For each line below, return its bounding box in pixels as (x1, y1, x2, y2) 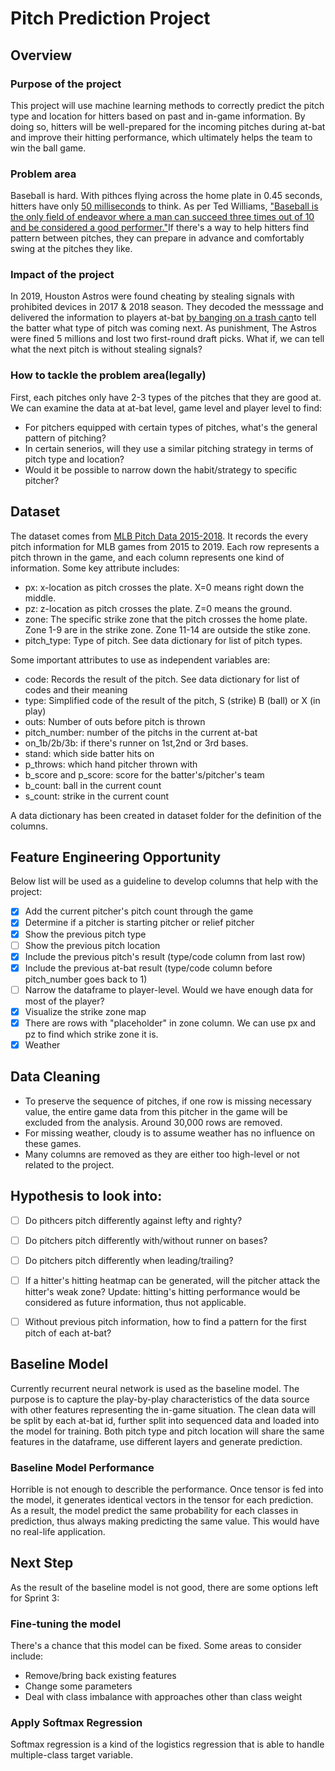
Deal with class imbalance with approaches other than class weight (24, 1691, 303, 1703)
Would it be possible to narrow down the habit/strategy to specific (24, 463, 298, 476)
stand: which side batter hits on (24, 747, 155, 759)
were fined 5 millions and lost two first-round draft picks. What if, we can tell (10, 333, 325, 345)
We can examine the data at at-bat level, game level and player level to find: (10, 402, 323, 414)
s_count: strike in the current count (24, 790, 170, 802)
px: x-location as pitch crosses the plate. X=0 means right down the (24, 581, 305, 593)
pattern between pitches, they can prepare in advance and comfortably (10, 232, 305, 244)
